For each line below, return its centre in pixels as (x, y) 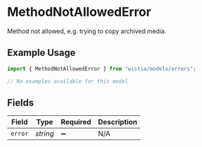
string (44, 134)
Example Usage (42, 53)
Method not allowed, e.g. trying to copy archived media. (87, 31)
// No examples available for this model (68, 81)
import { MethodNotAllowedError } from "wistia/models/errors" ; (102, 69)
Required (76, 122)
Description (118, 122)
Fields (21, 102)
